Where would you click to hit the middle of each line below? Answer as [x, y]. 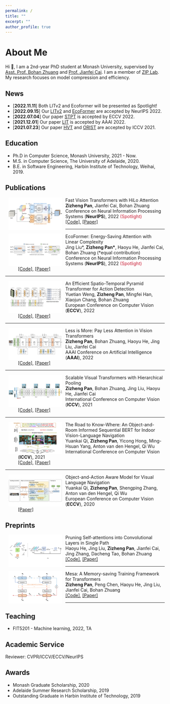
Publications [26, 188]
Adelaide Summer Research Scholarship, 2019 [61, 690]
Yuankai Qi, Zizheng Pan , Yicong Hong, [107, 441]
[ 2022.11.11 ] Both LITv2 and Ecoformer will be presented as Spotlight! [85, 106]
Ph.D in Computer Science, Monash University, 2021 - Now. [74, 156]
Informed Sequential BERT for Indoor [117, 430]
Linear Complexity [84, 242]
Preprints [20, 526]
